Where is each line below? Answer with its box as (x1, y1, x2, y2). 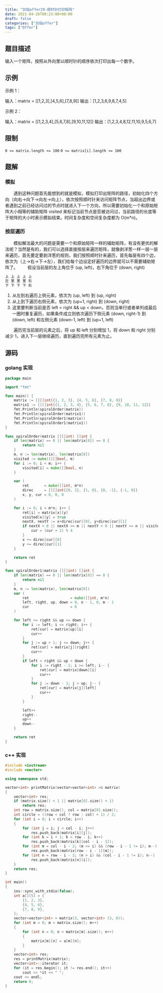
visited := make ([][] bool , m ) (14, 456, 75, 461)
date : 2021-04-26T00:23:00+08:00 (5, 12, 73, 17)
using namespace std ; (5, 776, 49, 781)
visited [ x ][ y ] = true (22, 515, 66, 520)
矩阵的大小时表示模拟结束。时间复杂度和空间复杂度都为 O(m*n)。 (9, 215, 140, 221)
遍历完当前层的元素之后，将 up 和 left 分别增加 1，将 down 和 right (13, 327, 146, 333)
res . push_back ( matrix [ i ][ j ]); (31, 830, 92, 835)
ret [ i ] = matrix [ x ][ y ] (22, 510, 68, 515)
